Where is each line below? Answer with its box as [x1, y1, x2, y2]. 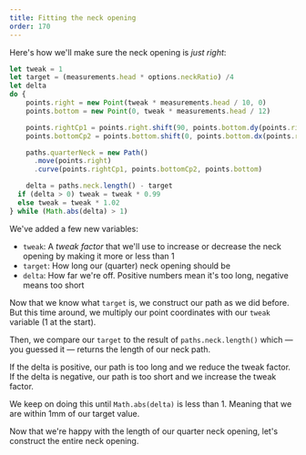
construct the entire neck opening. [9, 435, 139, 446]
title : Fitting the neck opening [9, 13, 137, 23]
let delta [9, 81, 47, 91]
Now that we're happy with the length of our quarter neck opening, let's [9, 425, 279, 437]
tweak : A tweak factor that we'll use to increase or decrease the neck [22, 240, 282, 251]
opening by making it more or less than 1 [22, 250, 175, 261]
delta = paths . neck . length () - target [25, 181, 173, 191]
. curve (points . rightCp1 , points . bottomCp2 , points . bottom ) [33, 165, 262, 174]
